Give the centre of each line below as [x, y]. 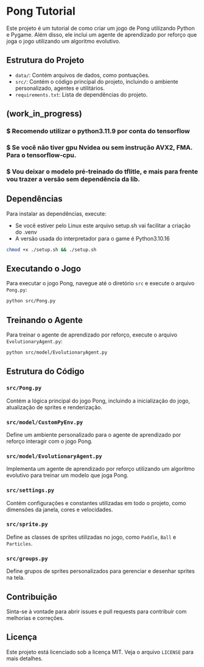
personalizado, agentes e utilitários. [60, 88]
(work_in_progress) [44, 114]
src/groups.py [27, 558]
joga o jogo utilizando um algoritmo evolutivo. [63, 41]
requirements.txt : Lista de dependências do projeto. [81, 94]
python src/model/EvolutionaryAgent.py [57, 352]
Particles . [19, 543]
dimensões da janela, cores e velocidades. [60, 509]
